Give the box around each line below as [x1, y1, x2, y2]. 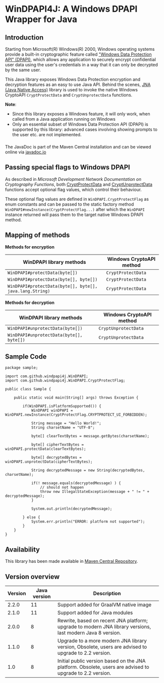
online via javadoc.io [5, 149, 46, 155]
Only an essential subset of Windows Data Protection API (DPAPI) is [12, 121, 148, 127]
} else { [22, 515, 41, 520]
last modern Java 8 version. [57, 629, 121, 636]
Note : [5, 102, 17, 107]
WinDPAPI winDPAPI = [31, 408, 73, 413]
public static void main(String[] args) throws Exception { [14, 395, 139, 400]
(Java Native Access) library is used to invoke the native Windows [5, 87, 138, 92]
